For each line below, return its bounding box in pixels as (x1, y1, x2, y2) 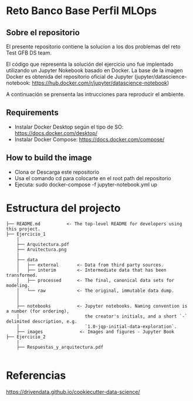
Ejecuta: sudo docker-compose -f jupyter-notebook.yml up (14, 181, 157, 188)
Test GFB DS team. (6, 49, 52, 56)
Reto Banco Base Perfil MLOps (6, 4, 157, 18)
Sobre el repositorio (6, 28, 80, 38)
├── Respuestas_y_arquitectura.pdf (16, 344, 104, 350)
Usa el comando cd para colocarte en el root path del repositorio (14, 174, 171, 181)
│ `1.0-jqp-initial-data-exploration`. (16, 324, 177, 329)
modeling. (6, 282, 31, 288)
